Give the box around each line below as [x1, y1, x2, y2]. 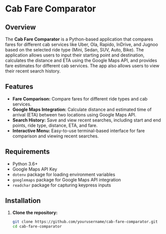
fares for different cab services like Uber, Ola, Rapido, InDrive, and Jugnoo [5, 41, 159, 47]
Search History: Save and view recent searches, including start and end [12, 117, 161, 123]
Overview [5, 23, 36, 31]
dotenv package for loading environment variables [12, 171, 116, 177]
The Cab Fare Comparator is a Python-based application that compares [5, 36, 154, 42]
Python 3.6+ [12, 160, 38, 166]
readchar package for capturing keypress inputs [12, 182, 111, 188]
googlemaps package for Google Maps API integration [12, 176, 121, 182]
